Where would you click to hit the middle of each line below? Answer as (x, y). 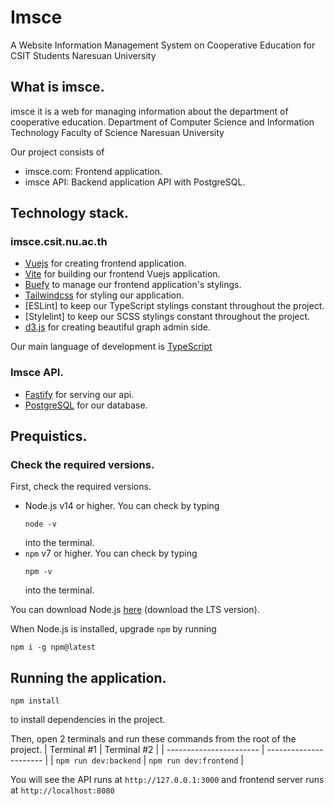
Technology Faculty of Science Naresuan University (117, 132)
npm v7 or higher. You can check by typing (111, 553)
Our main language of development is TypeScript (111, 347)
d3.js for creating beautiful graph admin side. (117, 327)
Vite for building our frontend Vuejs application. (122, 274)
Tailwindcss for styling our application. (104, 295)
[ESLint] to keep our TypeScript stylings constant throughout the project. (174, 306)
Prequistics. (49, 436)
